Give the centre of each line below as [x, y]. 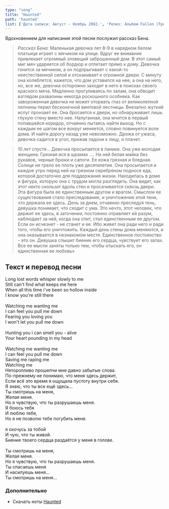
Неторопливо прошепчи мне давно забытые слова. [61, 370]
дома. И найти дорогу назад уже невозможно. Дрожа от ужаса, [87, 134]
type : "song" [19, 10]
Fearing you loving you [29, 317]
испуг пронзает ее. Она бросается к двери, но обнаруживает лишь [90, 113]
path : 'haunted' [22, 19]
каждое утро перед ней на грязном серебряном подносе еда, [84, 171]
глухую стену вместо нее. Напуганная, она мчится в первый [83, 118]
